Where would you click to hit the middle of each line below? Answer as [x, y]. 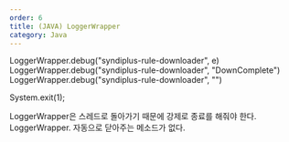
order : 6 [26, 18]
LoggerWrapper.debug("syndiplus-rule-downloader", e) [114, 61]
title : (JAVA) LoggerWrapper [65, 26]
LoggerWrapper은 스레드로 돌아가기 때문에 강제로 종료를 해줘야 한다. [133, 117]
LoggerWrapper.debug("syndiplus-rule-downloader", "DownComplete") [145, 70]
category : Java [38, 35]
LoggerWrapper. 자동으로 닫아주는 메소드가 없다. [97, 127]
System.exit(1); [37, 97]
